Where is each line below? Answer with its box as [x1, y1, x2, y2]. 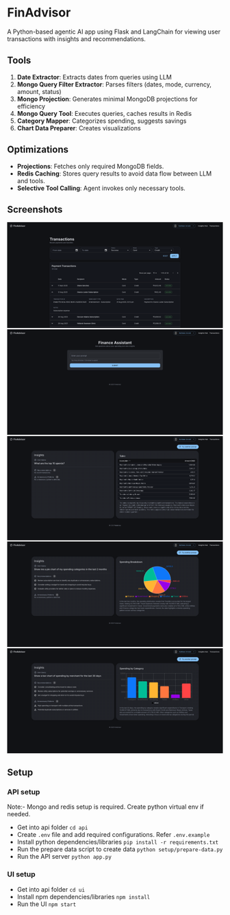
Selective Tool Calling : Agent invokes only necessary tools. [16, 184, 186, 192]
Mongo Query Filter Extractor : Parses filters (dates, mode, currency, [16, 80, 212, 88]
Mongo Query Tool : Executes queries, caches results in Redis [16, 109, 192, 117]
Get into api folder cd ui [16, 885, 86, 893]
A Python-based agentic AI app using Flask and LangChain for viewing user [7, 27, 221, 36]
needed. [7, 810, 31, 818]
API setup [7, 787, 40, 796]
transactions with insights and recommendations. [7, 34, 146, 43]
